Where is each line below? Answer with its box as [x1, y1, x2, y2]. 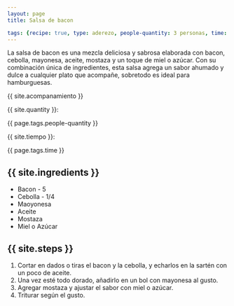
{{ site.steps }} [7, 242, 74, 254]
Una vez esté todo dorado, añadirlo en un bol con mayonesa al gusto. [17, 276, 219, 284]
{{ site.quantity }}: [7, 106, 59, 114]
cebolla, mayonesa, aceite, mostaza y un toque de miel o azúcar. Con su [7, 56, 216, 64]
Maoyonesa [17, 200, 52, 209]
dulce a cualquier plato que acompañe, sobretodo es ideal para [7, 71, 191, 79]
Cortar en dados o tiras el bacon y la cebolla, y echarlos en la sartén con [17, 261, 228, 270]
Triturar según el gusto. [17, 291, 85, 299]
